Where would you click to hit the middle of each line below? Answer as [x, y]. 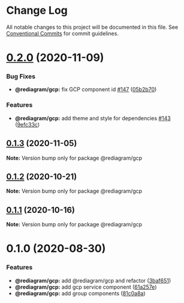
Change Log [37, 10]
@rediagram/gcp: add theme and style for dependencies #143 [93, 118]
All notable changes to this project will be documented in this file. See [92, 27]
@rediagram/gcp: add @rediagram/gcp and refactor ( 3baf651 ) [93, 280]
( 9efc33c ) [27, 124]
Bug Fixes [21, 77]
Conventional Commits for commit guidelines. [62, 33]
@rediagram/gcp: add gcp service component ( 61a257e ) [86, 287]
